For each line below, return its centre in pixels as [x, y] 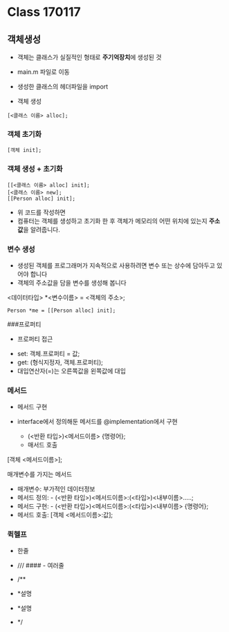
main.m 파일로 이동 [44, 72]
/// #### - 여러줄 [40, 566]
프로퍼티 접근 [35, 339]
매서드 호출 [42, 445]
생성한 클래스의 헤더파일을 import [63, 86]
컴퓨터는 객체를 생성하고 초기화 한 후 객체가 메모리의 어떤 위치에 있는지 [112, 221]
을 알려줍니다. [42, 230]
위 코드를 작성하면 [41, 212]
